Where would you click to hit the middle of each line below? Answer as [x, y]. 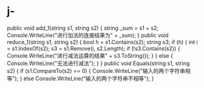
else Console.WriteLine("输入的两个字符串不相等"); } [89, 78]
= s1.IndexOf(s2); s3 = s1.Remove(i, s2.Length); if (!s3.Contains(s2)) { [93, 48]
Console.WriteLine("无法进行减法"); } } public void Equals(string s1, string [98, 63]
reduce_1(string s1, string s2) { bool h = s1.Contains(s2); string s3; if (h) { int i [102, 42]
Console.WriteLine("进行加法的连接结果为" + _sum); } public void [88, 35]
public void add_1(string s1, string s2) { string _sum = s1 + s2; [83, 28]
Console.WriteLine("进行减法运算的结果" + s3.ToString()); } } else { [90, 55]
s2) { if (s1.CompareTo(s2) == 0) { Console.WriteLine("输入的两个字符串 [96, 70]
